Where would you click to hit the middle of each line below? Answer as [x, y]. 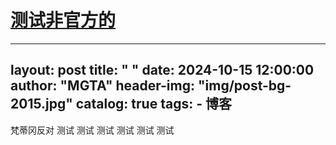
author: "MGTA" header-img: [102, 86]
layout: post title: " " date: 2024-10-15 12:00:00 [162, 70]
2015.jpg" [41, 104]
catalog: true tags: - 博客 [153, 104]
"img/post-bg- [244, 86]
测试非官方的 [63, 20]
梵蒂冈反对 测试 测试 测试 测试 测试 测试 [92, 130]
